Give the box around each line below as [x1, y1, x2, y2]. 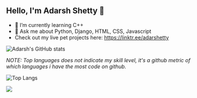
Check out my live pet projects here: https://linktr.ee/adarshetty [14, 33, 169, 41]
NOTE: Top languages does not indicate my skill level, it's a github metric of [6, 56, 191, 63]
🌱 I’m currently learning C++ [14, 21, 84, 28]
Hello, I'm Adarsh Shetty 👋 [6, 6, 105, 16]
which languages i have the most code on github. [6, 63, 127, 70]
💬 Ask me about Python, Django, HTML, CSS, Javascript [14, 28, 152, 35]
